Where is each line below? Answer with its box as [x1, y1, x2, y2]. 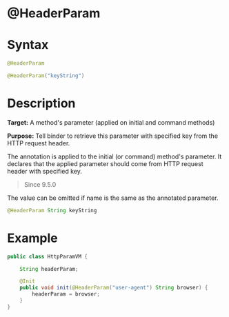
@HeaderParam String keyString [7, 207, 97, 214]
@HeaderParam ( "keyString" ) [7, 72, 85, 79]
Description [7, 96, 76, 112]
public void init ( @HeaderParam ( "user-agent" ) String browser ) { [19, 285, 208, 292]
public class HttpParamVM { [7, 253, 88, 260]
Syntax [7, 37, 49, 53]
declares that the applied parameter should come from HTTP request [7, 159, 203, 167]
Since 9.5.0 [23, 180, 57, 188]
